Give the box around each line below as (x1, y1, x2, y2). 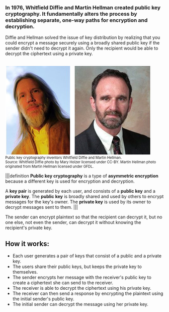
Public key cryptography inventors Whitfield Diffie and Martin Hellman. (5, 155, 122, 160)
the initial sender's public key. (12, 296, 74, 302)
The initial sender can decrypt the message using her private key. (12, 301, 148, 307)
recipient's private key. (5, 225, 53, 231)
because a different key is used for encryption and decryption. (5, 179, 135, 185)
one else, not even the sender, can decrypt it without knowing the (5, 219, 141, 226)
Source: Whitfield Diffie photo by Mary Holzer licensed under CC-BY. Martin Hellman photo (5, 160, 156, 165)
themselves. (12, 269, 38, 275)
